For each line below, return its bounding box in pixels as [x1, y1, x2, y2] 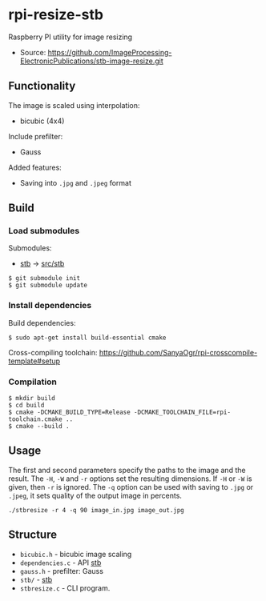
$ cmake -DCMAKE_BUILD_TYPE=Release [8, 408, 131, 417]
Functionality [8, 79, 76, 93]
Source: [19, 47, 46, 57]
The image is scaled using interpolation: [8, 100, 140, 110]
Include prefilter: [8, 131, 63, 141]
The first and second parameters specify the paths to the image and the [8, 465, 246, 475]
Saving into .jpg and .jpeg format [19, 178, 132, 187]
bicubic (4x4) [19, 116, 65, 126]
